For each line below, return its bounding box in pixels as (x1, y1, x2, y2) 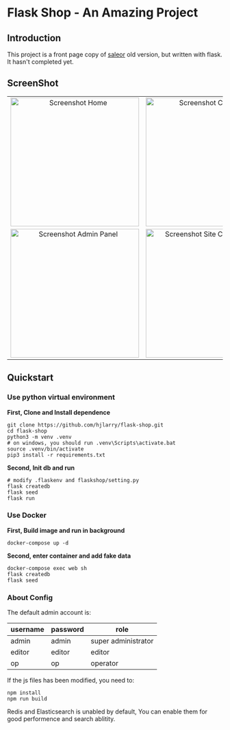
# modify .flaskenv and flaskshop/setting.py (7, 477, 139, 483)
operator (90, 659, 118, 668)
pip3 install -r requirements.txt (7, 451, 106, 458)
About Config (7, 593, 53, 602)
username (10, 625, 44, 635)
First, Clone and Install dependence (7, 408, 111, 416)
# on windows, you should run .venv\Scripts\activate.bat (7, 440, 176, 446)
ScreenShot (7, 78, 59, 89)
